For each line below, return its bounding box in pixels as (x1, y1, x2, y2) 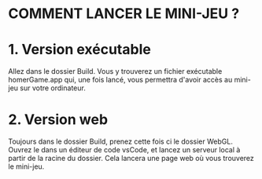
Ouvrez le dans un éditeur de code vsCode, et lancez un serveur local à (8, 145, 241, 155)
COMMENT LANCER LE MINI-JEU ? (8, 5, 240, 23)
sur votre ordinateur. (19, 83, 87, 93)
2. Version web (8, 111, 109, 129)
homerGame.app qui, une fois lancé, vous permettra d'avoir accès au (8, 75, 233, 85)
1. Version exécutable (8, 41, 151, 59)
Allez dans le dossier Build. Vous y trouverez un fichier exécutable (8, 67, 223, 76)
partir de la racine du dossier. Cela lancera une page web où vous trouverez (8, 154, 254, 163)
